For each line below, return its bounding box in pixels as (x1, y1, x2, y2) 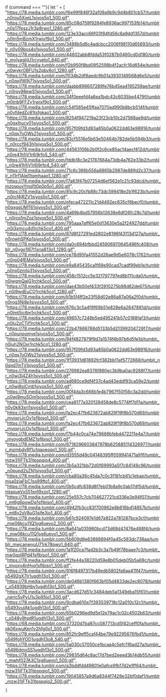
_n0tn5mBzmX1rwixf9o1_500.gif (5, 36, 71, 42)
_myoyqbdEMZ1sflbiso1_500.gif (5, 436, 69, 442)
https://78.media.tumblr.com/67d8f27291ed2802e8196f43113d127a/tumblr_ (7, 231, 160, 236)
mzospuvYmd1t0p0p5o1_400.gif (5, 183, 70, 189)
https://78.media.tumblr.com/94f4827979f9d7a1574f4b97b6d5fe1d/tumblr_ (7, 336, 160, 342)
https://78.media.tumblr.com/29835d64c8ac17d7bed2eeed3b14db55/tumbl (7, 652, 161, 658)
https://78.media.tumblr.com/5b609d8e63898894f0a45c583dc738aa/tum (7, 536, 159, 542)
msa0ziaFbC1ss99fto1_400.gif (5, 478, 66, 484)
